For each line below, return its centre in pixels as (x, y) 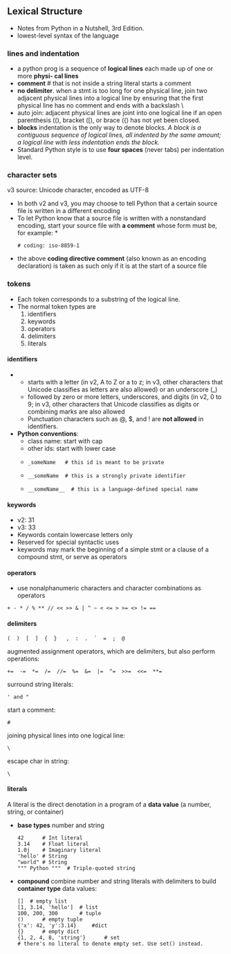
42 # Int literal (50, 838)
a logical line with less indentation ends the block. (89, 142)
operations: (24, 658)
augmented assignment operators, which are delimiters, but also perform (111, 651)
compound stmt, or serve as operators (72, 557)
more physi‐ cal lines (48, 76)
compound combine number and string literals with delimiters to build (117, 881)
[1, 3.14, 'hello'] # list (57, 907)
